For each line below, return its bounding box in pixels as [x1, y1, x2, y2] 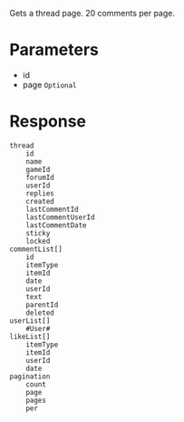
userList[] [9, 316, 51, 326]
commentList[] [9, 245, 63, 254]
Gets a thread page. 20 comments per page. [9, 8, 175, 18]
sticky [25, 228, 51, 237]
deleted [25, 308, 54, 317]
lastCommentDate [25, 220, 88, 230]
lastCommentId [25, 205, 79, 214]
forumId [25, 173, 54, 182]
